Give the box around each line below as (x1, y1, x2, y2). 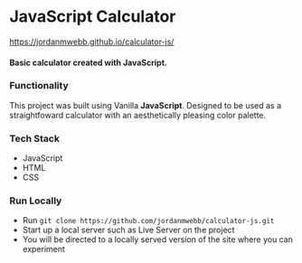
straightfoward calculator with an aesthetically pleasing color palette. (9, 109, 267, 120)
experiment (22, 244, 66, 255)
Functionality (9, 80, 70, 92)
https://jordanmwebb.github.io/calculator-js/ (9, 36, 175, 47)
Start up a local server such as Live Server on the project (22, 224, 235, 236)
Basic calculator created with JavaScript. (9, 57, 167, 68)
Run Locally (9, 194, 62, 207)
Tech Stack (9, 132, 61, 145)
